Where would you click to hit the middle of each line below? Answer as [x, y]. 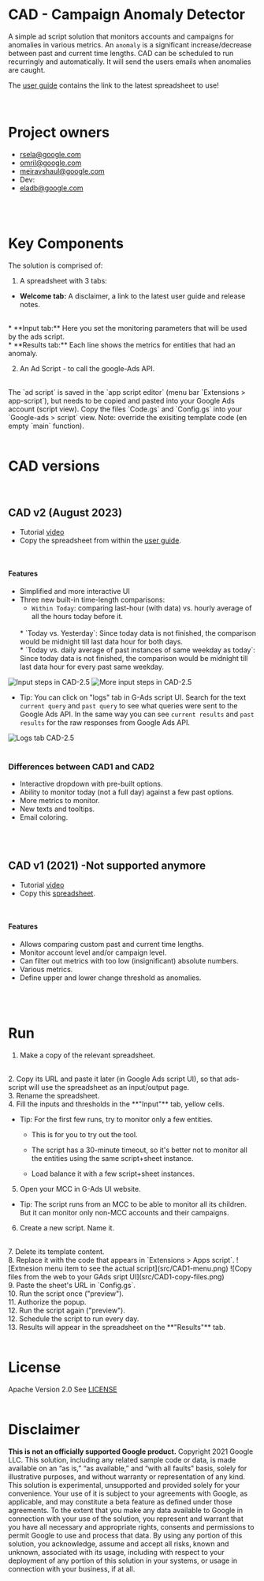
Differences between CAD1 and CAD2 [82, 766]
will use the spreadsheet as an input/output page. [109, 1087]
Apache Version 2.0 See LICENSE [63, 1389]
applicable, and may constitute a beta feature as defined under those [120, 1501]
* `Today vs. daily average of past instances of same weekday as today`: [138, 650]
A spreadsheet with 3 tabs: [63, 280]
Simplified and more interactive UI [74, 591]
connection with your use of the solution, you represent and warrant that [126, 1519]
